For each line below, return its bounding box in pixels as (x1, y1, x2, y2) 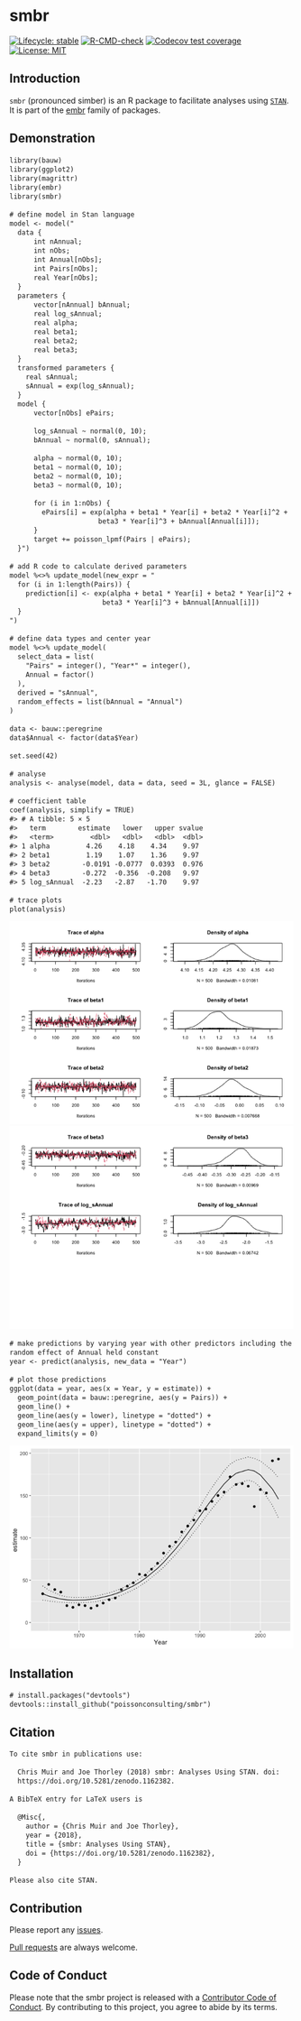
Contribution (9, 1900, 83, 1915)
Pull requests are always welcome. (9, 1942, 138, 1952)
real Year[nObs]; (32, 272, 99, 282)
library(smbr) (9, 191, 63, 201)
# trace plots (9, 895, 63, 905)
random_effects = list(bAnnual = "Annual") (17, 697, 183, 706)
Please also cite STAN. (9, 1876, 99, 1886)
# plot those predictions (9, 1375, 106, 1384)
